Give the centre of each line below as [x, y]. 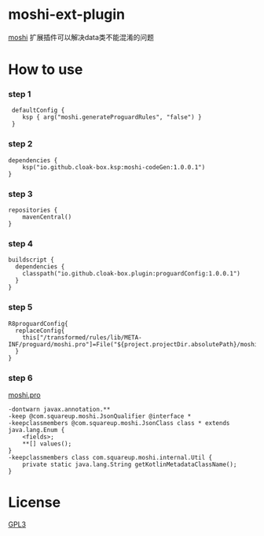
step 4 [20, 243]
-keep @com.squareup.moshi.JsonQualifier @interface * [100, 416]
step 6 [20, 378]
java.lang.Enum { [37, 430]
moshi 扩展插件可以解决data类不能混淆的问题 [81, 37]
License [35, 503]
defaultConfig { [38, 111]
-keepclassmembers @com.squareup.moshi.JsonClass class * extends [119, 423]
